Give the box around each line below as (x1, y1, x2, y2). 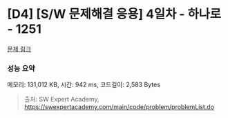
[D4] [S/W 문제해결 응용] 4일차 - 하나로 (7, 6, 222, 22)
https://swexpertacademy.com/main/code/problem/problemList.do (23, 103, 215, 111)
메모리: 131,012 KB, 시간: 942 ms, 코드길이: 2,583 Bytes (7, 80, 161, 89)
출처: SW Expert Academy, (23, 95, 99, 104)
